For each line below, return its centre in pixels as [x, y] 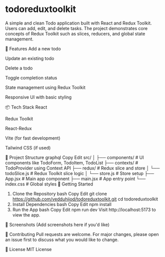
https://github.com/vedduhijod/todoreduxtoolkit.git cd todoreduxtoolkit [85, 199]
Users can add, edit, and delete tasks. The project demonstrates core [77, 28]
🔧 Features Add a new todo [33, 48]
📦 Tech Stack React [26, 107]
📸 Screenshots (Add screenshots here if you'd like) [57, 224]
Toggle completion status [31, 77]
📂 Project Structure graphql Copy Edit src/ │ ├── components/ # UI [75, 157]
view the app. [26, 215]
